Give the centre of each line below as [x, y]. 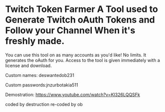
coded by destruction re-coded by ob [44, 104]
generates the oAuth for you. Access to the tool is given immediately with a [83, 60]
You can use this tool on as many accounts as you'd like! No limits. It [76, 55]
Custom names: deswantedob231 [40, 75]
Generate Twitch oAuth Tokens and [80, 20]
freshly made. [35, 41]
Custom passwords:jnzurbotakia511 [42, 85]
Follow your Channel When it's [70, 30]
